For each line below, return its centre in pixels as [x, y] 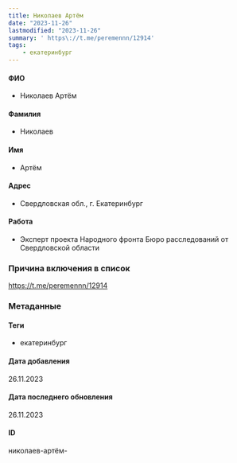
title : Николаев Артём [46, 16]
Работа [21, 222]
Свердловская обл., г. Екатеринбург [81, 203]
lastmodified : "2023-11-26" [55, 30]
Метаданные [35, 306]
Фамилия [25, 114]
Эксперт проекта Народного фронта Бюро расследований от [124, 239]
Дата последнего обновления [60, 397]
